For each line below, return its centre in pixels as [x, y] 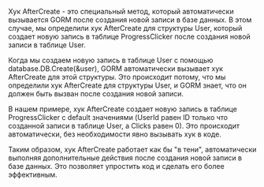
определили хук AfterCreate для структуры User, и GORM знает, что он [127, 85]
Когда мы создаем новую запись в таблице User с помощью [111, 60]
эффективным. [33, 174]
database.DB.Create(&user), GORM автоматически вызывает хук [115, 69]
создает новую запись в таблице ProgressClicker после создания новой [129, 36]
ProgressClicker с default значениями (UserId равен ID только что [118, 117]
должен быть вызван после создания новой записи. [96, 93]
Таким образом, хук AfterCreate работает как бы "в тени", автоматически [132, 150]
